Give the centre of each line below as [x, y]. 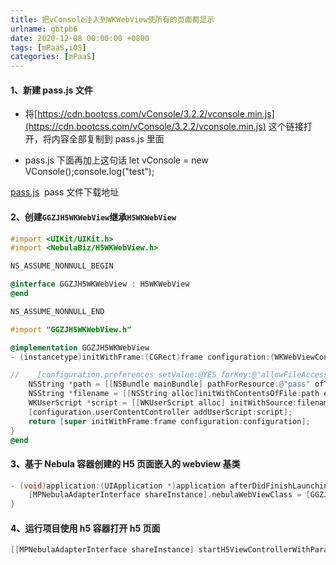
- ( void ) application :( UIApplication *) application [118, 486]
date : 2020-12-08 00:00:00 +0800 [80, 38]
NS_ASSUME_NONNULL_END [57, 311]
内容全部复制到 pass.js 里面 [108, 139]
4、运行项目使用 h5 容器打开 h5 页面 [85, 528]
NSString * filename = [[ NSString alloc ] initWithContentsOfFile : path [174, 394]
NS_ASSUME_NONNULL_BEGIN [62, 266]
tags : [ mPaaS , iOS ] [48, 47]
